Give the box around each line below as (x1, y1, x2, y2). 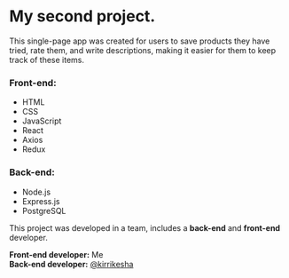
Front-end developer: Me (9, 249, 104, 259)
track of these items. (9, 54, 85, 65)
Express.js (21, 195, 60, 206)
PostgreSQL (21, 205, 66, 216)
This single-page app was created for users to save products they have (9, 36, 270, 46)
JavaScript (21, 115, 62, 126)
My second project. (9, 6, 156, 27)
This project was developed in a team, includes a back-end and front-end (9, 222, 281, 233)
